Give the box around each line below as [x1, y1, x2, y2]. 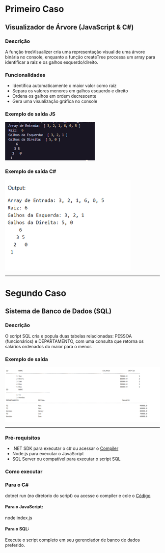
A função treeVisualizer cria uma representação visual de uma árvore [5, 49, 145, 55]
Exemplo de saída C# [5, 168, 56, 175]
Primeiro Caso [5, 3, 64, 15]
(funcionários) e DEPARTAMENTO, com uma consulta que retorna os [5, 338, 144, 344]
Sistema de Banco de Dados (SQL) [5, 307, 112, 315]
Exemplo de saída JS [5, 111, 55, 117]
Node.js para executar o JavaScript [12, 451, 84, 457]
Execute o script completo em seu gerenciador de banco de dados [5, 537, 140, 543]
